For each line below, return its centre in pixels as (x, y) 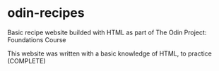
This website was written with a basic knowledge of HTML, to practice (109, 53)
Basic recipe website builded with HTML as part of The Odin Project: (107, 32)
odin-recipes (46, 13)
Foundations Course (37, 39)
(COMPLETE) (26, 60)
